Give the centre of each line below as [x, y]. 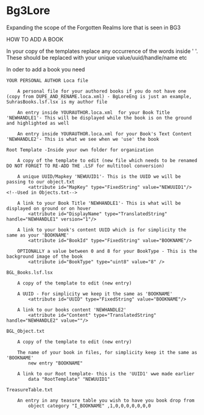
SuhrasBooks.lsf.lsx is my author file [57, 102]
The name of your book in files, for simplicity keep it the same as [107, 352]
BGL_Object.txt [26, 331]
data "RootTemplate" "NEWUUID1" [69, 379]
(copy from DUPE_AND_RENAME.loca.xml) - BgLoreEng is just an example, [99, 96]
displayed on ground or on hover [49, 208]
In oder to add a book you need [46, 69]
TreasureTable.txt [30, 390]
